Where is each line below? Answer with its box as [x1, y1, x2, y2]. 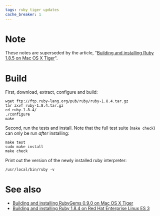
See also [5, 184, 41, 195]
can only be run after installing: [5, 130, 69, 136]
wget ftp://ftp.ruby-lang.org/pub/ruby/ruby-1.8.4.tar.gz [5, 99, 128, 104]
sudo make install [5, 144, 43, 150]
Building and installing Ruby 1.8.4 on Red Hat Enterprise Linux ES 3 [12, 206, 150, 212]
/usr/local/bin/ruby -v [5, 167, 55, 172]
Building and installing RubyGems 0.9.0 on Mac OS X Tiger [12, 200, 133, 206]
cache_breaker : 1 [5, 12, 41, 17]
